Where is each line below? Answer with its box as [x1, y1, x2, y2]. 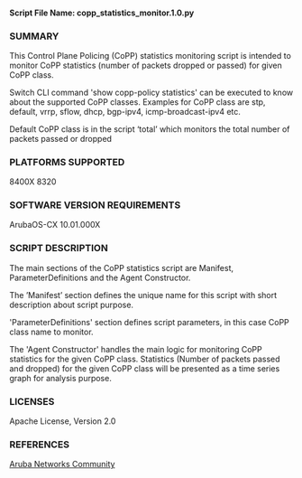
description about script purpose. [9, 299, 133, 310]
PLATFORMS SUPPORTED [9, 155, 125, 168]
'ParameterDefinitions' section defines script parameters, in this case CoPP [9, 316, 290, 327]
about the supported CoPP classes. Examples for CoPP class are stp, [9, 96, 266, 108]
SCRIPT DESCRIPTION [9, 242, 108, 255]
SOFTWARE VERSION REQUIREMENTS [9, 199, 181, 211]
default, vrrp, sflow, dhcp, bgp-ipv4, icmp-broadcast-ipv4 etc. [9, 106, 242, 117]
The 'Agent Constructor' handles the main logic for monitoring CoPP [9, 343, 263, 354]
